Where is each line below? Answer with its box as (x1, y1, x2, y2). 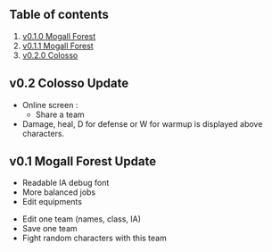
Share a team (35, 109, 85, 120)
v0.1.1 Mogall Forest (21, 40, 94, 51)
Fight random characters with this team (21, 232, 167, 244)
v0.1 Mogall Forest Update (9, 154, 157, 169)
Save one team (21, 223, 78, 234)
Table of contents (9, 7, 109, 22)
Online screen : (21, 99, 78, 110)
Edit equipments (21, 197, 83, 207)
